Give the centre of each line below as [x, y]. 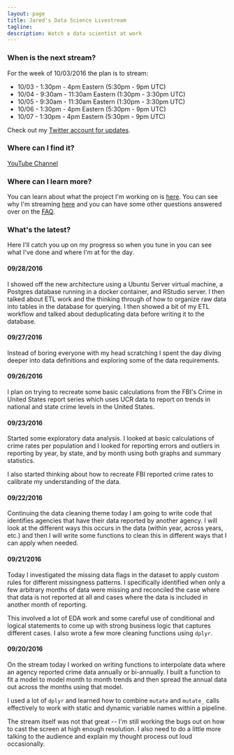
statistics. [21, 461]
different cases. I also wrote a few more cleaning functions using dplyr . [110, 633]
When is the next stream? [52, 58]
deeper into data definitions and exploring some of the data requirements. [114, 360]
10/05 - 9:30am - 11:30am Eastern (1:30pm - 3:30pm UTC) [101, 102]
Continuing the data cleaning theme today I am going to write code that [110, 513]
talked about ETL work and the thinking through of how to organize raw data [117, 299]
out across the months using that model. [65, 686]
